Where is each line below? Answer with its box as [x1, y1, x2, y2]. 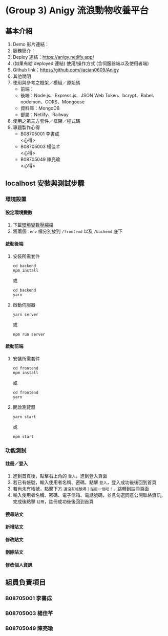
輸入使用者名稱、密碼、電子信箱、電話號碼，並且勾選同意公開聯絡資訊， [12, 492, 165, 498]
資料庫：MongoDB [20, 105, 60, 111]
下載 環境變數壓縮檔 [12, 222, 54, 228]
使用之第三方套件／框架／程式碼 [12, 118, 80, 124]
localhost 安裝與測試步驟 [5, 179, 85, 188]
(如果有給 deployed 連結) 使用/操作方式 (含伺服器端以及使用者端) [12, 60, 150, 67]
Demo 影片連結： [12, 41, 50, 47]
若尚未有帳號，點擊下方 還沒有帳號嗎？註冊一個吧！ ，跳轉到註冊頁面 [12, 486, 150, 492]
